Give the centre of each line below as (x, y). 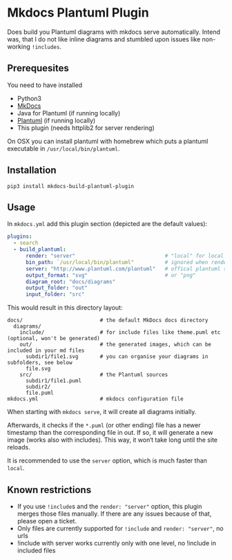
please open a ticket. (47, 521)
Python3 (29, 98)
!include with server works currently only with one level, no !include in (116, 543)
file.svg (38, 369)
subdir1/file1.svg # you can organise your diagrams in (117, 357)
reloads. (19, 447)
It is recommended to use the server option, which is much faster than (107, 460)
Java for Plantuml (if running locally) (69, 113)
